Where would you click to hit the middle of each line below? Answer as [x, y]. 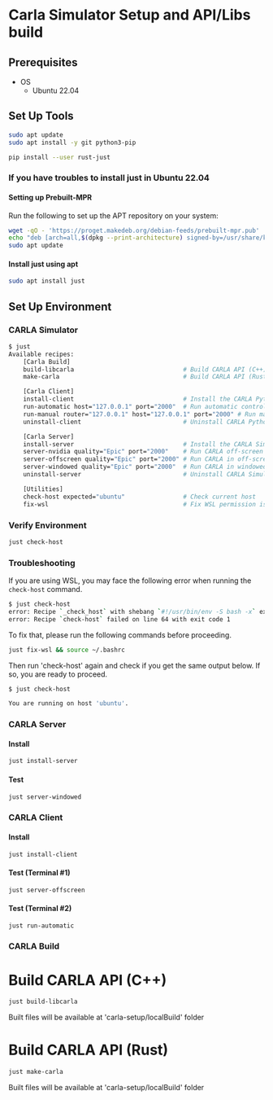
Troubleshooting [42, 563]
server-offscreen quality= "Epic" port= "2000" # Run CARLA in [128, 459]
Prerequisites [43, 62]
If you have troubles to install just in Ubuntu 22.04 [109, 178]
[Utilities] [43, 489]
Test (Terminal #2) [40, 909]
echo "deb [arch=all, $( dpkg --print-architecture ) [96, 238]
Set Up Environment [60, 307]
